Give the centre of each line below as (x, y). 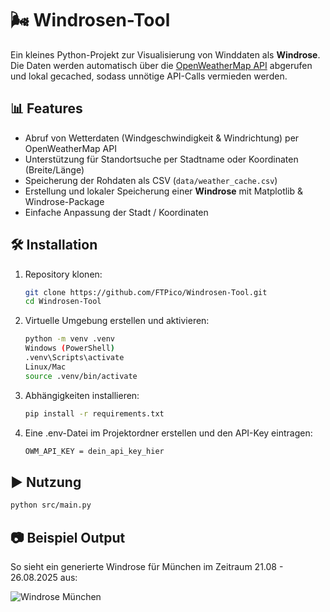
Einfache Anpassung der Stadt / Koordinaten (116, 212)
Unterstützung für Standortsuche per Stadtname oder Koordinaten (161, 159)
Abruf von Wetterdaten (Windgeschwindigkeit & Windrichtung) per (162, 138)
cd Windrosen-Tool (63, 302)
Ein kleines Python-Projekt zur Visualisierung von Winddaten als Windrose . (165, 54)
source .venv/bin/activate (81, 376)
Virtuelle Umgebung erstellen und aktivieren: (117, 321)
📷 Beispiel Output (68, 537)
